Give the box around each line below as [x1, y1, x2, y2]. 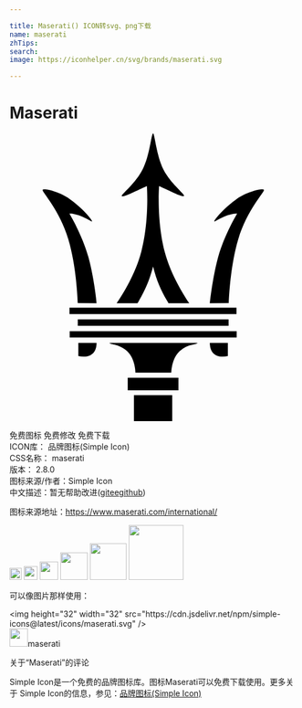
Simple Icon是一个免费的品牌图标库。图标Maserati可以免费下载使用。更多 [9, 677, 286, 688]
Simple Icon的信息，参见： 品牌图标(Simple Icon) [19, 688, 203, 699]
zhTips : [9, 38, 39, 48]
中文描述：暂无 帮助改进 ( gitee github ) [9, 487, 146, 498]
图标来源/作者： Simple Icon [9, 476, 113, 487]
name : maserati [9, 29, 68, 39]
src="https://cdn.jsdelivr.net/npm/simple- [124, 608, 281, 619]
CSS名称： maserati [9, 453, 85, 464]
